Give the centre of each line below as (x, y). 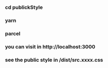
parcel (13, 33)
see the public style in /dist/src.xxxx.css (54, 60)
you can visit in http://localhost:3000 (50, 46)
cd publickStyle (24, 7)
